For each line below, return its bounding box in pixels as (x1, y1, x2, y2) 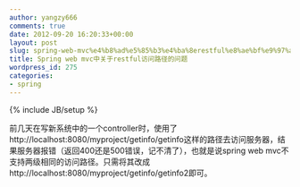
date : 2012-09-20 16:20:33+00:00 (9, 30, 134, 38)
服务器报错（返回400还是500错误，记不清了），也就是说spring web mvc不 (16, 145, 289, 156)
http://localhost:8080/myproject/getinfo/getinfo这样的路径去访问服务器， (9, 133, 279, 144)
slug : (9, 47, 29, 55)
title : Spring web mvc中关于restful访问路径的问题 (9, 55, 188, 64)
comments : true (9, 21, 66, 30)
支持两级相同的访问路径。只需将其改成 (9, 156, 150, 166)
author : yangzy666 (9, 13, 78, 22)
